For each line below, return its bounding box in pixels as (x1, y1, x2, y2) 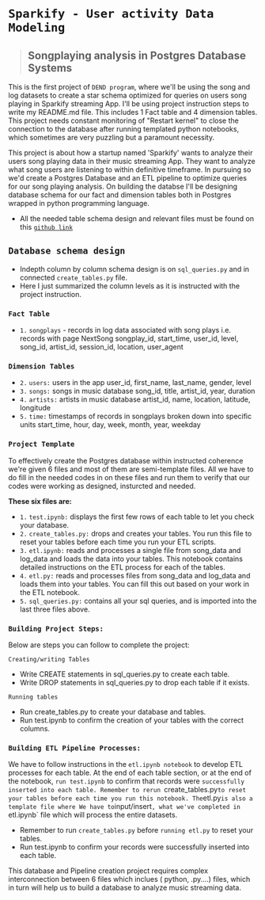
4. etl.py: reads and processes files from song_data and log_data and (19, 570, 251, 580)
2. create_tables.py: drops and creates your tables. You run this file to (19, 528, 252, 538)
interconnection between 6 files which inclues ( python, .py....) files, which (8, 875, 251, 884)
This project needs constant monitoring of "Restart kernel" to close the (8, 116, 239, 125)
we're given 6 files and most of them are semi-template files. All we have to (8, 464, 254, 474)
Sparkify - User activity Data (8, 6, 214, 21)
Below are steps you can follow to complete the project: (8, 640, 190, 650)
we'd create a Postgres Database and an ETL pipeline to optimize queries (8, 174, 248, 182)
